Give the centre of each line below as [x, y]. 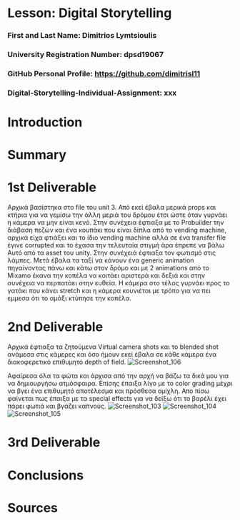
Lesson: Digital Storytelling [90, 13]
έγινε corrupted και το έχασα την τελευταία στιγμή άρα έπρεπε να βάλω [116, 245]
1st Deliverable [52, 188]
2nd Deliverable [55, 327]
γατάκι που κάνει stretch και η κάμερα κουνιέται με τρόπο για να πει [109, 291]
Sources [33, 508]
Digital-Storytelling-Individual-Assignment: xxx [92, 93]
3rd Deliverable [54, 443]
